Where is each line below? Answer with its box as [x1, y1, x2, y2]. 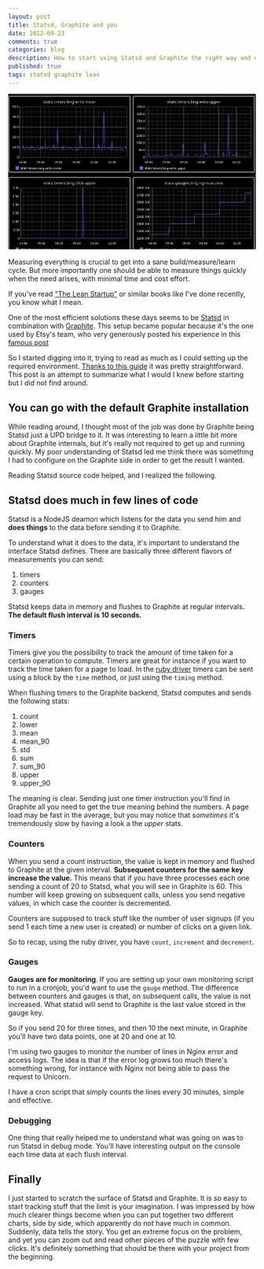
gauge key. [8, 1008, 44, 1017]
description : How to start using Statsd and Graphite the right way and [8, 54, 251, 62]
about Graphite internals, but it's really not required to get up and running [8, 439, 245, 448]
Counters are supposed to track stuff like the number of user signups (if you [8, 913, 255, 923]
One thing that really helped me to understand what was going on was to [8, 1133, 244, 1142]
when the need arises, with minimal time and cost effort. [8, 274, 190, 283]
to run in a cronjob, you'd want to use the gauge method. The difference [8, 983, 239, 992]
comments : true [8, 38, 58, 46]
